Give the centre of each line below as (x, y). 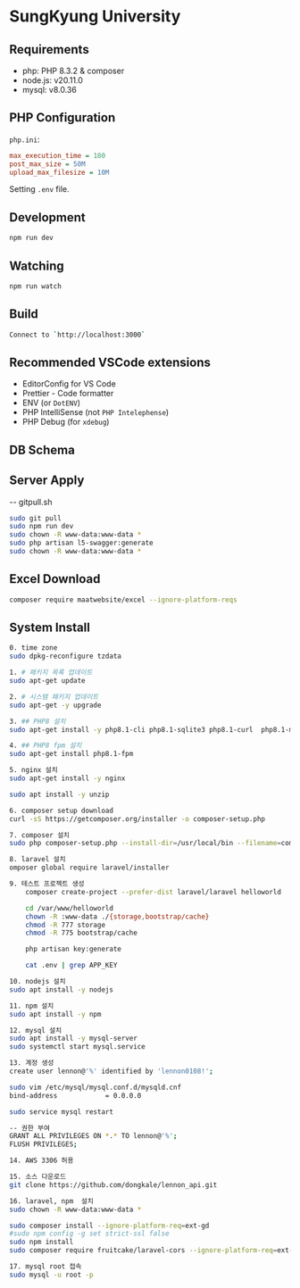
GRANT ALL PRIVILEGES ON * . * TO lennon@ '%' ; (93, 1136)
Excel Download (55, 579)
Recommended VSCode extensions (110, 362)
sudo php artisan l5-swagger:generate (81, 543)
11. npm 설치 (32, 1006)
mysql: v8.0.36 (50, 90)
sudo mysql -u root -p (51, 1275)
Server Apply (47, 481)
